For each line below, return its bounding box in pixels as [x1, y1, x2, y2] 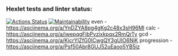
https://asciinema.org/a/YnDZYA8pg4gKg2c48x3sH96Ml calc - [6, 24, 160, 31]
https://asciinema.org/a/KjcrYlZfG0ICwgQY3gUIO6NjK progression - [6, 37, 173, 44]
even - [91, 18, 107, 25]
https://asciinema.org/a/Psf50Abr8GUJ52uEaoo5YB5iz [6, 43, 140, 50]
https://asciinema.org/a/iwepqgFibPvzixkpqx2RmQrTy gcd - [6, 31, 152, 38]
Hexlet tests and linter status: [6, 5, 93, 13]
